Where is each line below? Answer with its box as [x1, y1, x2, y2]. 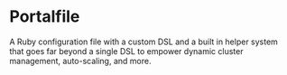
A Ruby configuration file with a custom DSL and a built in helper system [9, 36, 278, 47]
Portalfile [9, 6, 80, 27]
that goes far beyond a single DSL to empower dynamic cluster [9, 45, 244, 56]
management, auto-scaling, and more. [9, 55, 152, 66]
